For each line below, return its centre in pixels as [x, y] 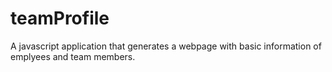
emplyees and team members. [73, 56]
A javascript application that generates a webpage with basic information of [166, 46]
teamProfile [60, 18]
